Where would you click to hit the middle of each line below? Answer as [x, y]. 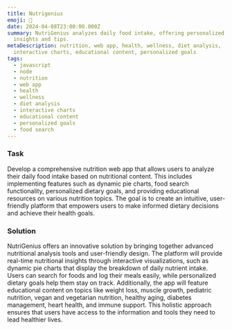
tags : [15, 59]
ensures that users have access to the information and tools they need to [111, 312]
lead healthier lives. [35, 319]
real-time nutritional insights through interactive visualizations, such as [108, 260]
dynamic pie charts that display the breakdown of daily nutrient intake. [108, 268]
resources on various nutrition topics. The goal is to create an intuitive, [108, 198]
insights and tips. [42, 39]
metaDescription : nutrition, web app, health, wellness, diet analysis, [114, 46]
